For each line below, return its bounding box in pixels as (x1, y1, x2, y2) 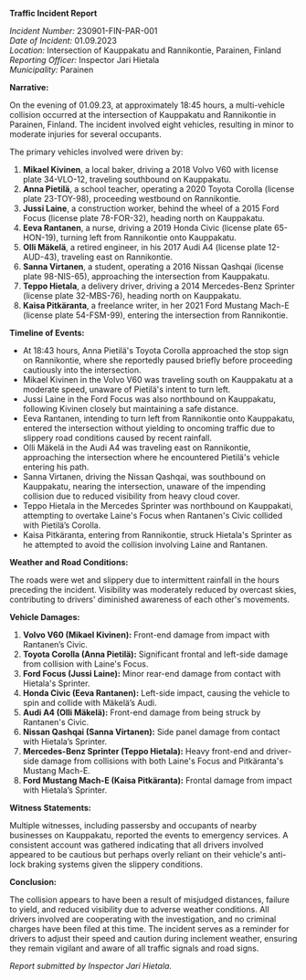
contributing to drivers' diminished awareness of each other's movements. (9, 594, 290, 605)
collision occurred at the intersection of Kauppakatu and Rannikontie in (9, 110, 277, 120)
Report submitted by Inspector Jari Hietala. (9, 961, 172, 971)
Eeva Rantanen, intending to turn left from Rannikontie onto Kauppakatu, (22, 413, 295, 424)
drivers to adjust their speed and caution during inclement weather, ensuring (9, 933, 298, 943)
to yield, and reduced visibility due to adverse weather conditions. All (9, 904, 269, 914)
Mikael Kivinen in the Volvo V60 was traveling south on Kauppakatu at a (22, 374, 294, 385)
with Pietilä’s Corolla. (22, 520, 101, 531)
